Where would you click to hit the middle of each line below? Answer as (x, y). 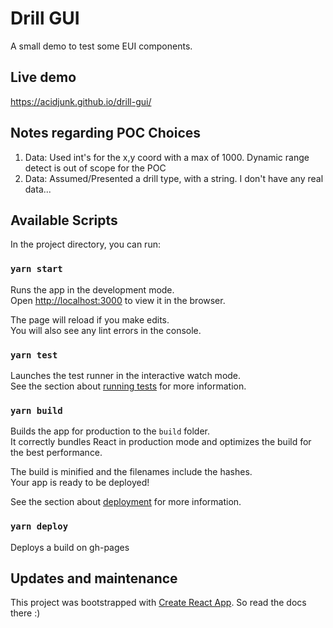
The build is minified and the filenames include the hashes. (131, 472)
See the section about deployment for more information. (126, 502)
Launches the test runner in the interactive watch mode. (126, 375)
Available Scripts (64, 220)
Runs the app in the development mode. (92, 289)
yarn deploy (39, 526)
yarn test (34, 355)
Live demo (43, 77)
